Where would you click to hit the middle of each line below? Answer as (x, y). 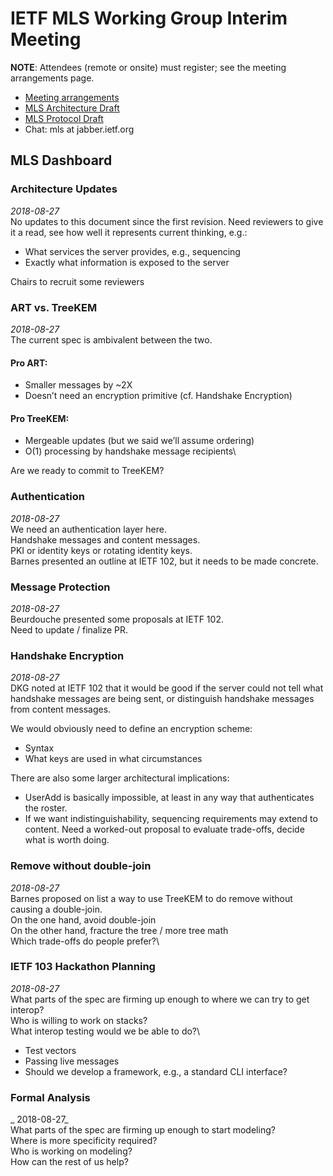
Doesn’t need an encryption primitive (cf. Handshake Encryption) (158, 396)
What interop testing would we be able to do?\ (105, 1031)
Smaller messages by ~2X (78, 385)
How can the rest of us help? (69, 1162)
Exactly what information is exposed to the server (127, 262)
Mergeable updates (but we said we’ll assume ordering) (139, 441)
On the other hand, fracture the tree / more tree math (119, 930)
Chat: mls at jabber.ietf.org (79, 129)
